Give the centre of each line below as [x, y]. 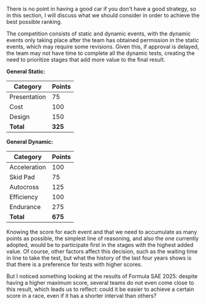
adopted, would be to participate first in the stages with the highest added [100, 245]
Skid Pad [22, 177]
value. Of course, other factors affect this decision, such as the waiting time [102, 251]
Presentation [28, 97]
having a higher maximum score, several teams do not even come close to [100, 283]
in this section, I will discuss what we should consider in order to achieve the [103, 15]
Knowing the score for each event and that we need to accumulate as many [102, 232]
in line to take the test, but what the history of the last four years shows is [99, 258]
